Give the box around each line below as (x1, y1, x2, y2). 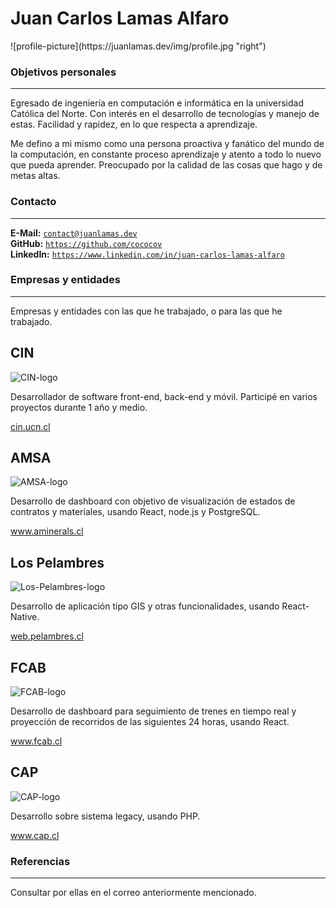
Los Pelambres (10, 554, 105, 571)
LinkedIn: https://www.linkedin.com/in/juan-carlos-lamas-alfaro (10, 248, 285, 260)
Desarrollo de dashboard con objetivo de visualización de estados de (10, 495, 296, 507)
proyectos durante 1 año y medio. (10, 401, 148, 413)
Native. (10, 611, 40, 623)
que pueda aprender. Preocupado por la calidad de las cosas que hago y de (10, 159, 323, 171)
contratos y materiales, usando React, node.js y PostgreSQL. (10, 506, 261, 518)
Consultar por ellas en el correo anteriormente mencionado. (10, 887, 257, 899)
